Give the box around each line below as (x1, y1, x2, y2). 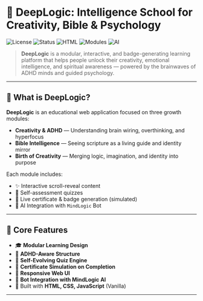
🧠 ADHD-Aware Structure (14, 250, 80, 257)
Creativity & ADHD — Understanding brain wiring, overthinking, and (14, 126, 185, 134)
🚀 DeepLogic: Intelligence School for (6, 5, 193, 19)
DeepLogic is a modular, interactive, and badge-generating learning (21, 50, 191, 57)
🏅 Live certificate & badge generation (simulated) (14, 195, 138, 202)
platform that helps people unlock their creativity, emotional (21, 56, 170, 63)
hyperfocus (14, 133, 44, 140)
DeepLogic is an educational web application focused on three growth (6, 108, 182, 115)
